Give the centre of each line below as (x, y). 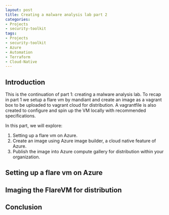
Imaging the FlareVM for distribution (64, 190)
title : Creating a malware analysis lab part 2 (56, 15)
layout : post (19, 10)
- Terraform (18, 57)
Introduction (25, 82)
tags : (11, 33)
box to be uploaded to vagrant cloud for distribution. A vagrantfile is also (81, 105)
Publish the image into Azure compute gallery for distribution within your (88, 152)
